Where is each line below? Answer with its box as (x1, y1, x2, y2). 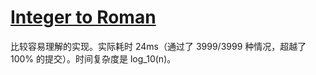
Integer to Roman (10, 6, 157, 29)
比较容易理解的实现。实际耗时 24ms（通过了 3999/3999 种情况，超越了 (10, 40, 307, 52)
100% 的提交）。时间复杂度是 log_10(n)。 (10, 52, 177, 65)
